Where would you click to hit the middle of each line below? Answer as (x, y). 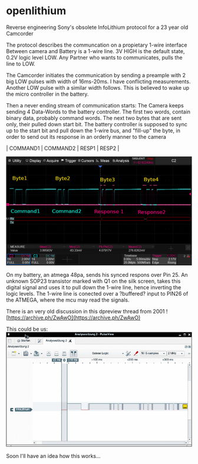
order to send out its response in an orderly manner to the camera (86, 136)
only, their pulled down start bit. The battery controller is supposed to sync (97, 124)
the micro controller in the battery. (47, 94)
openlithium (36, 11)
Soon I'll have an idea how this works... (54, 456)
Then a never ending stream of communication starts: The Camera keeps (95, 105)
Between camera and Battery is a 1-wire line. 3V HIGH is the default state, (95, 51)
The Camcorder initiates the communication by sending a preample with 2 (96, 75)
